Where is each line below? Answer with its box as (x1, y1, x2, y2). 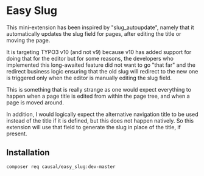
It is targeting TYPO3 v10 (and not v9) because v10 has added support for (6, 48, 192, 55)
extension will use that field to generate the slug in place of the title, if (6, 123, 181, 130)
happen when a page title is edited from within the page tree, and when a (6, 92, 190, 100)
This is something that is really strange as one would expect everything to (6, 86, 192, 93)
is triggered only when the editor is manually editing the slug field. (6, 74, 172, 81)
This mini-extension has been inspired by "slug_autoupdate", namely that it (6, 24, 194, 31)
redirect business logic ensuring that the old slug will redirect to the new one (6, 67, 199, 75)
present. (6, 130, 27, 137)
